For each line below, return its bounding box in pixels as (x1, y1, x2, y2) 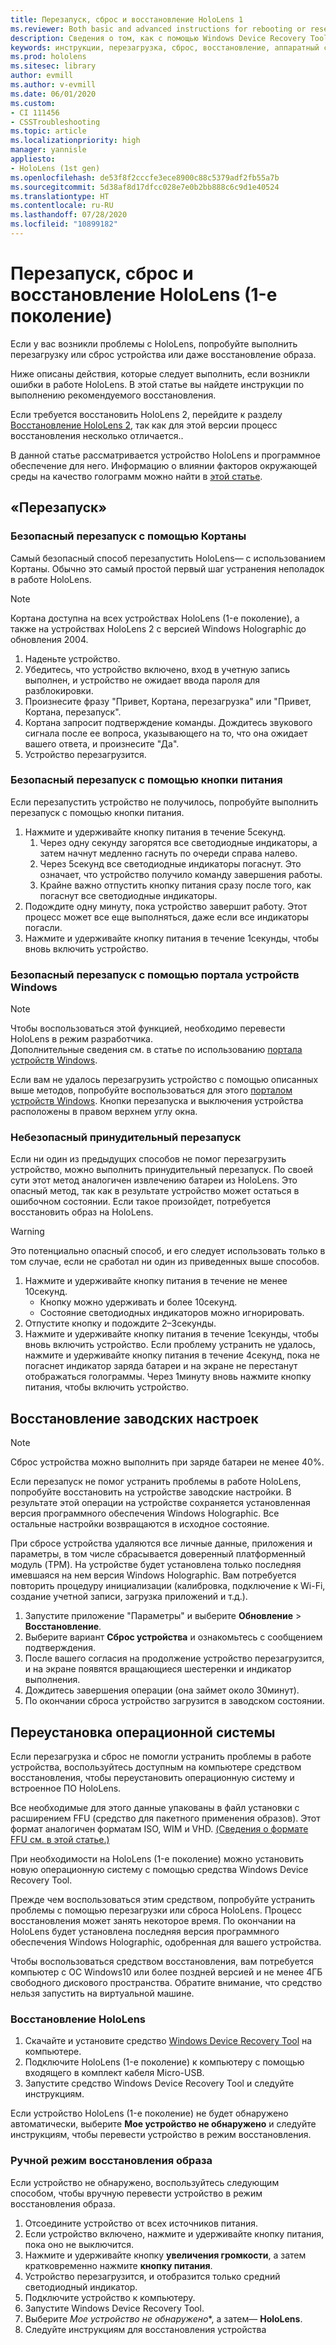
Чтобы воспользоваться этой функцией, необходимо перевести (10, 1022, 286, 1035)
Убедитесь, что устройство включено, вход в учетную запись (24, 663, 291, 675)
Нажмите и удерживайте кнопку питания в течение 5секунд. (24, 826, 287, 838)
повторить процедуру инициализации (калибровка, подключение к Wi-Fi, (10, 1580, 326, 1592)
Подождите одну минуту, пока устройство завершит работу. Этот (24, 900, 308, 912)
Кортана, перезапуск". (24, 706, 122, 718)
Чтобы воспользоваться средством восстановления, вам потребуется (10, 1956, 314, 1968)
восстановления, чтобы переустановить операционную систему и (10, 1772, 295, 1784)
